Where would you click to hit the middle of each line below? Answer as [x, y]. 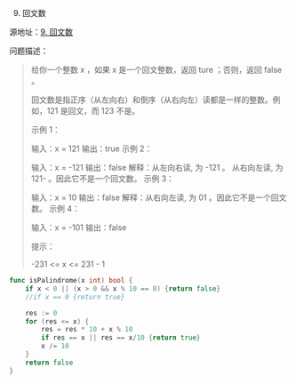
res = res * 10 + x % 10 [87, 330]
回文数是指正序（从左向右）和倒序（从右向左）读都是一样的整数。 [152, 100]
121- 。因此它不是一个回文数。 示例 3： [103, 179]
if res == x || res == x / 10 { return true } [121, 338]
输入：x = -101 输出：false [79, 228]
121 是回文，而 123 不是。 [93, 111]
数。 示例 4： [55, 208]
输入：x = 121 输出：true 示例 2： [92, 148]
